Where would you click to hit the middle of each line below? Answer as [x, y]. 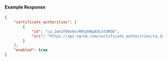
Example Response [25, 7]
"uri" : [38, 36]
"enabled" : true [31, 50]
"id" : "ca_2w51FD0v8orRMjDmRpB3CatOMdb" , [75, 31]
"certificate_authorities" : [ [45, 22]
